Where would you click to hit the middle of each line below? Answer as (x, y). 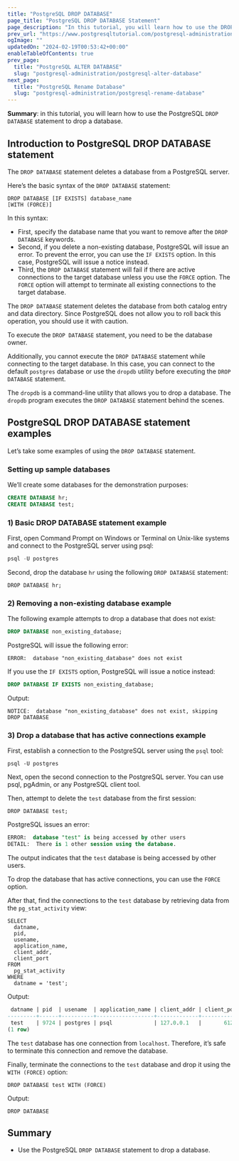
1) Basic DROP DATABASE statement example (87, 522)
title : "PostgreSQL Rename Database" (70, 87)
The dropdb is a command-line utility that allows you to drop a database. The (119, 393)
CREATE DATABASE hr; (38, 498)
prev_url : (22, 34)
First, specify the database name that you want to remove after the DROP (123, 231)
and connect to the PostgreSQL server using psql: (81, 546)
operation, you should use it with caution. (68, 321)
